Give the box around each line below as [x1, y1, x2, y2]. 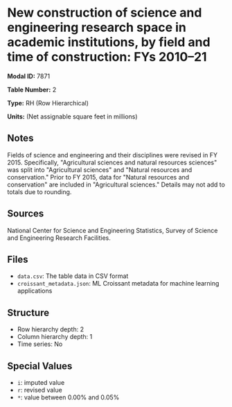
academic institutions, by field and [7, 35, 211, 50]
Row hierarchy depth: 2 [17, 325, 84, 334]
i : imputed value [17, 379, 65, 386]
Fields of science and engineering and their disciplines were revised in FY [7, 150, 218, 159]
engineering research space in [7, 19, 187, 35]
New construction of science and [7, 5, 202, 21]
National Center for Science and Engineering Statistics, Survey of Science [7, 226, 218, 234]
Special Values [7, 360, 73, 372]
